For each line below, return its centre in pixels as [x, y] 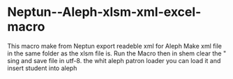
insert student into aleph [42, 68]
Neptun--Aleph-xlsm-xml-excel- [104, 12]
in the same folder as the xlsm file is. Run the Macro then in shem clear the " [117, 53]
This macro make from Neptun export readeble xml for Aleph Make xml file [114, 46]
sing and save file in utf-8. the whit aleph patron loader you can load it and [114, 60]
